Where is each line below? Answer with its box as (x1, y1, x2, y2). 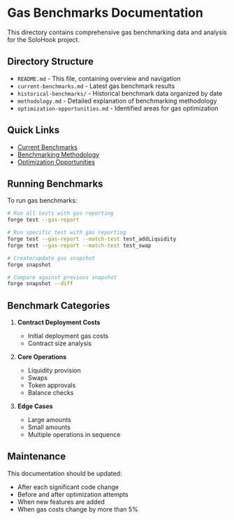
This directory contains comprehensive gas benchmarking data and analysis (7, 28, 227, 36)
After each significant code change (17, 482, 119, 491)
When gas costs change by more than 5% (17, 505, 138, 513)
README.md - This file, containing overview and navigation (17, 74, 181, 82)
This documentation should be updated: (7, 469, 122, 477)
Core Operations (17, 353, 67, 361)
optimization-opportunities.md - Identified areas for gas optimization (17, 103, 219, 113)
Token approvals (27, 381, 76, 389)
